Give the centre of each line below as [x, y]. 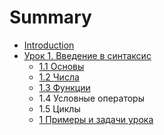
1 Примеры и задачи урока [96, 119]
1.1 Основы [61, 66]
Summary [50, 17]
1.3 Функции [64, 87]
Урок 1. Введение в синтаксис [87, 55]
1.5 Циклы [59, 108]
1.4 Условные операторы [91, 98]
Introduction [49, 45]
